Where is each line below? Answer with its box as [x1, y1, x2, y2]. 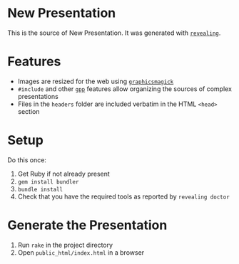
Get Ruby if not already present [17, 169, 111, 178]
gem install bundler [17, 178, 79, 186]
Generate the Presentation [7, 217, 168, 233]
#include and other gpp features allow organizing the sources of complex [17, 84, 232, 93]
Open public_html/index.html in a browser [17, 248, 145, 257]
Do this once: [7, 155, 46, 164]
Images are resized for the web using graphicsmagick [17, 77, 174, 85]
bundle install [17, 186, 63, 193]
